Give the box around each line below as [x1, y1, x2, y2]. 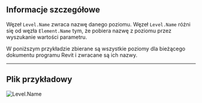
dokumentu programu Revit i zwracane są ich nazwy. [6, 51, 138, 59]
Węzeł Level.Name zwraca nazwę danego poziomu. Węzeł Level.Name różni [6, 20, 191, 28]
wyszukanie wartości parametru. [6, 33, 87, 41]
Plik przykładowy [6, 74, 73, 84]
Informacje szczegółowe [6, 5, 100, 15]
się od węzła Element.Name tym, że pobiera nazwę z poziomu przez [6, 27, 172, 34]
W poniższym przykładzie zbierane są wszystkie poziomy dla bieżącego [6, 45, 186, 52]
